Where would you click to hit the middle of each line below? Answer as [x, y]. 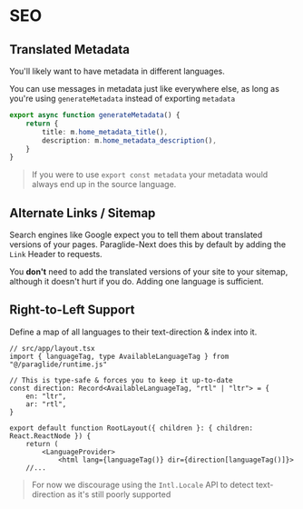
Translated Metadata [69, 50]
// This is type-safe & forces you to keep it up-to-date [121, 380]
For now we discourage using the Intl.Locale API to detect [142, 484]
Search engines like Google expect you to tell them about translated [136, 235]
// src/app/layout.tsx [52, 348]
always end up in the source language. [104, 185]
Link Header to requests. [56, 254]
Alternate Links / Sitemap [83, 213]
